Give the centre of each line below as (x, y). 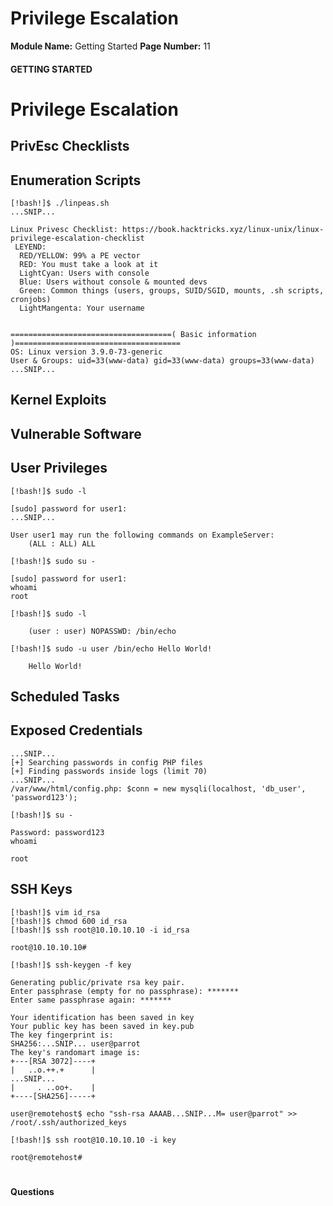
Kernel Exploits (58, 400)
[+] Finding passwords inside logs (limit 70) (109, 771)
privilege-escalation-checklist (77, 238)
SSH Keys (41, 889)
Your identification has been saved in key (102, 1017)
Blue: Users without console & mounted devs (113, 282)
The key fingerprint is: (62, 1035)
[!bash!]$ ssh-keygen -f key (71, 965)
